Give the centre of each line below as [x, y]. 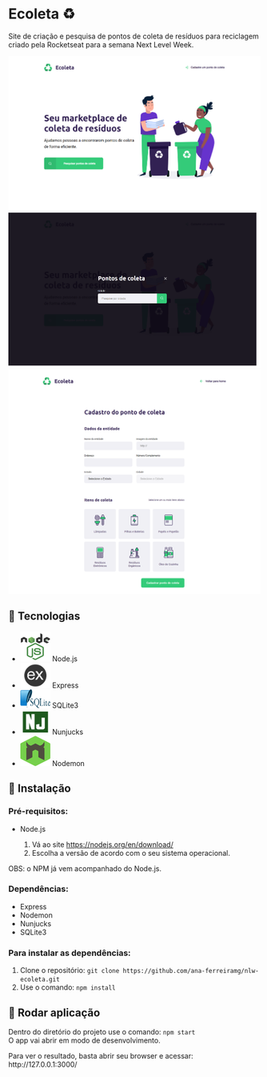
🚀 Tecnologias [44, 617]
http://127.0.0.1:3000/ [43, 1064]
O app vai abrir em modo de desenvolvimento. [85, 1040]
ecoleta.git [40, 980]
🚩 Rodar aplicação [54, 1012]
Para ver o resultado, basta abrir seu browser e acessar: [101, 1055]
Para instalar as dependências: [70, 953]
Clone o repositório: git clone [70, 970]
